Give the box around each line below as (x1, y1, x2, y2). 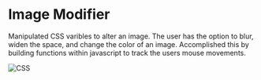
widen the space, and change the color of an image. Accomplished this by (8, 39, 250, 49)
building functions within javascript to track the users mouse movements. (8, 48, 246, 57)
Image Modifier (8, 5, 110, 24)
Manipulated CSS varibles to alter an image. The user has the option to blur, (8, 31, 254, 41)
